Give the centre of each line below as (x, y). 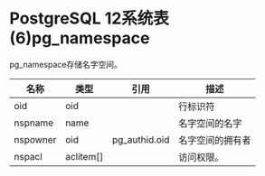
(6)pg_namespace (80, 38)
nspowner (35, 139)
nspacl (28, 156)
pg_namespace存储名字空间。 (66, 64)
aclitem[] (84, 156)
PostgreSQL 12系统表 (90, 19)
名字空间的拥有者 (214, 140)
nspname (34, 123)
